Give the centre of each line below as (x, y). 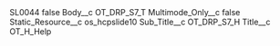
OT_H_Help (31, 32)
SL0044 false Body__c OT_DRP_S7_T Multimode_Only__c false (125, 12)
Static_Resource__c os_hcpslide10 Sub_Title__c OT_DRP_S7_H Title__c (140, 22)
